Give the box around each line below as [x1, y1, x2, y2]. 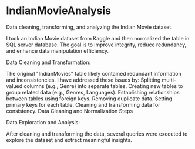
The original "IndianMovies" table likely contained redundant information [6, 70, 182, 77]
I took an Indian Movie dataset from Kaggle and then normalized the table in [6, 35, 190, 42]
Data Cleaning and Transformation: [6, 59, 91, 66]
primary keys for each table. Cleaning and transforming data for [6, 101, 160, 108]
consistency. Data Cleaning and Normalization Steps [6, 107, 133, 114]
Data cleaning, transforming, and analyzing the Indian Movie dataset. [6, 23, 173, 31]
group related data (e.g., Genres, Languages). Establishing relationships [6, 89, 180, 96]
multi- [162, 76, 176, 83]
